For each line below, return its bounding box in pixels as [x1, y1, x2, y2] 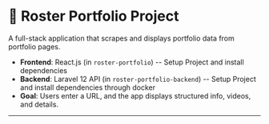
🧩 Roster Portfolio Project [8, 7, 179, 25]
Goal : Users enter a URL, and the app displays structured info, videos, [19, 91, 251, 100]
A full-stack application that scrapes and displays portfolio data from [8, 33, 235, 43]
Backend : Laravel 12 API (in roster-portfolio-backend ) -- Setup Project [19, 74, 256, 83]
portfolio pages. [8, 41, 61, 51]
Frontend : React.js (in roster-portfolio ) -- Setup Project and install [19, 57, 244, 67]
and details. [19, 99, 58, 109]
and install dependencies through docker [19, 83, 156, 92]
